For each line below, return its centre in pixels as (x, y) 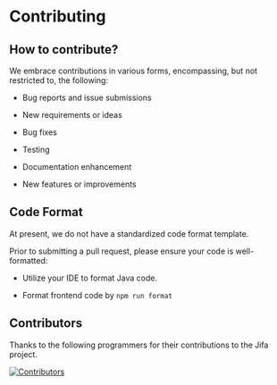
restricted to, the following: (59, 80)
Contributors (46, 323)
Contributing (58, 17)
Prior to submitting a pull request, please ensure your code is (122, 251)
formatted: (29, 260)
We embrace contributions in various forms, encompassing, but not (133, 71)
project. (24, 354)
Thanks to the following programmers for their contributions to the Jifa (139, 345)
